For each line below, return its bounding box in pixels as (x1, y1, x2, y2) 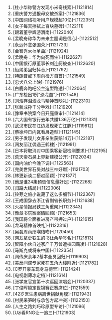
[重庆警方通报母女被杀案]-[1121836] (12, 10, 86, 16)
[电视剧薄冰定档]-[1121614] (12, 272, 68, 278)
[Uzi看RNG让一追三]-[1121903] (12, 310, 76, 316)
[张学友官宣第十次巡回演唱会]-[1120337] (12, 279, 95, 284)
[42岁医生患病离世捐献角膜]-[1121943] (12, 291, 92, 297)
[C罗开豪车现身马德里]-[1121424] (12, 266, 80, 272)
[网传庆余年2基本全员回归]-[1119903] (12, 254, 89, 259)
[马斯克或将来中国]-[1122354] (12, 247, 74, 253)
